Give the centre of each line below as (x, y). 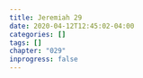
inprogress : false (44, 59)
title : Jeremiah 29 (46, 17)
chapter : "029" (38, 51)
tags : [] (26, 43)
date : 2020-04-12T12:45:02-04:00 (72, 26)
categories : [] (38, 34)
